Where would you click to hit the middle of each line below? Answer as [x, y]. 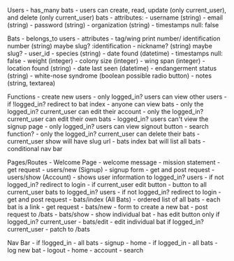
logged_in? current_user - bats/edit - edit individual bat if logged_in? [105, 222]
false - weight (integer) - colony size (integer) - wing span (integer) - [106, 61]
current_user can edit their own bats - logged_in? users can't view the [108, 119]
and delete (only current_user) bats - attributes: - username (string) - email [115, 17]
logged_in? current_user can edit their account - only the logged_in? [105, 112]
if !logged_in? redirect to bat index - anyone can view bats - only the [105, 104]
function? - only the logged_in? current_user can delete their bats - [104, 134]
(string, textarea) [31, 83]
